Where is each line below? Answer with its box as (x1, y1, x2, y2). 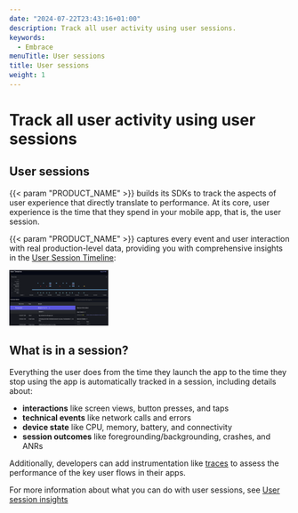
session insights (9, 493, 68, 504)
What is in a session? (9, 343, 129, 358)
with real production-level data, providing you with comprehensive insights (9, 243, 283, 253)
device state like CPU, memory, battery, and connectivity (21, 421, 233, 432)
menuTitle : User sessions (9, 52, 105, 61)
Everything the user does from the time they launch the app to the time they (9, 366, 287, 377)
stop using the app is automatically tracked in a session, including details (9, 376, 277, 387)
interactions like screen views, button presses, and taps (21, 403, 230, 413)
